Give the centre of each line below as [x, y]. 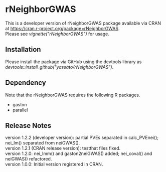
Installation [23, 49]
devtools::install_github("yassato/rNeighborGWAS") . [59, 67]
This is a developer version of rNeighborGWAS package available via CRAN [83, 23]
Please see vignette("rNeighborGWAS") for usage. [57, 34]
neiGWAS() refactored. [29, 159]
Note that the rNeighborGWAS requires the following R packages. [73, 95]
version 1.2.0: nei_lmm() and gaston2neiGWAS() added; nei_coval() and [79, 153]
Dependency [26, 83]
